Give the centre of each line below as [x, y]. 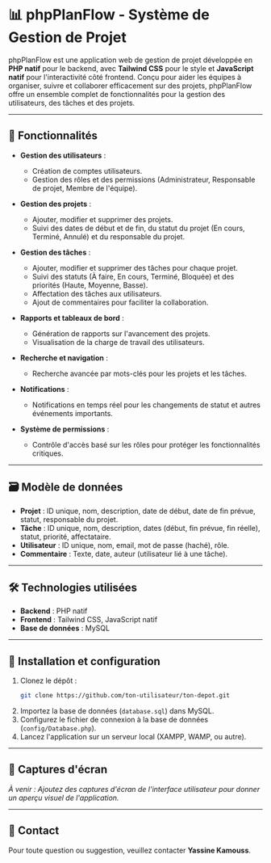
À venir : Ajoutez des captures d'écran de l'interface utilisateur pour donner [134, 789]
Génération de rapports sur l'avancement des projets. [121, 333]
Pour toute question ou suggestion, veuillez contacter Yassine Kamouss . [130, 850]
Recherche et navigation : [64, 358]
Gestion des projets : [56, 204]
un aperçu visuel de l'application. [64, 798]
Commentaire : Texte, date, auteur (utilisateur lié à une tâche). [124, 554]
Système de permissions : [65, 429]
